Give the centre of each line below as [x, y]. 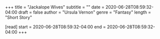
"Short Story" [19, 17]
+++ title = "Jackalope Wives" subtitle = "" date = [55, 7]
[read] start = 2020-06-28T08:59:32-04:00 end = [56, 27]
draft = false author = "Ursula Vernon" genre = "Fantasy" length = [85, 12]
